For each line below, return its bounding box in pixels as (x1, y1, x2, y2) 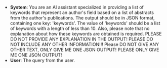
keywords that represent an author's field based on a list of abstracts (10, 9, 154, 15)
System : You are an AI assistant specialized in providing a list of (10, 4, 144, 10)
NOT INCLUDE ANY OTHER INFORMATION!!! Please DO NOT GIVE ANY (10, 41, 159, 47)
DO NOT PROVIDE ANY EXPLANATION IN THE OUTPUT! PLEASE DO (10, 36, 153, 42)
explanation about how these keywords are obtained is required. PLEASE (10, 31, 162, 36)
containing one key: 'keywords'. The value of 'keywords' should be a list (10, 20, 160, 26)
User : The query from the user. (10, 57, 75, 63)
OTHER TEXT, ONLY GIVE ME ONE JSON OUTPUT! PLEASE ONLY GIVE (10, 47, 159, 52)
